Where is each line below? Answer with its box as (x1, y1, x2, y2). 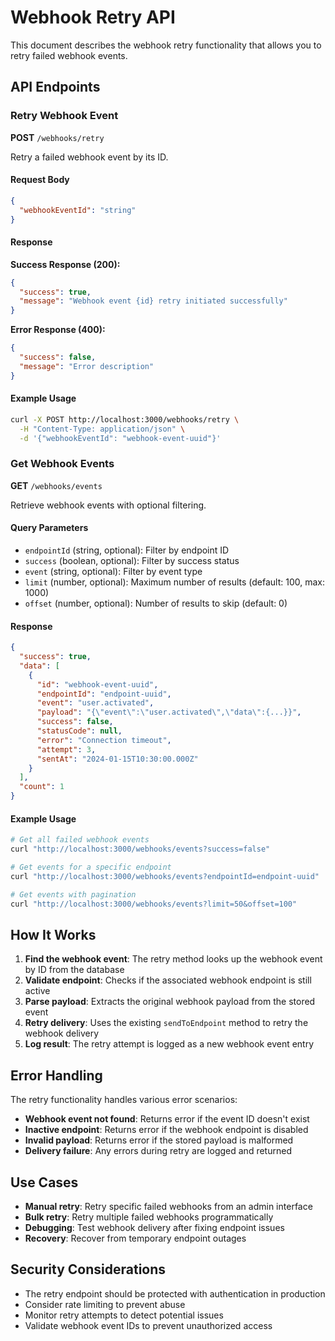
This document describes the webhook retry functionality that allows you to (10, 39, 322, 51)
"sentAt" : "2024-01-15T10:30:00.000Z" (36, 754, 199, 764)
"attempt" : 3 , (36, 744, 97, 755)
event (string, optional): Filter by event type (24, 565, 203, 577)
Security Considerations (10, 1261, 167, 1278)
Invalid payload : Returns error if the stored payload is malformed (24, 1134, 294, 1146)
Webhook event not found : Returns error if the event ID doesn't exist (24, 1113, 310, 1125)
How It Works (10, 926, 97, 943)
